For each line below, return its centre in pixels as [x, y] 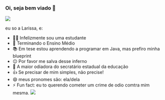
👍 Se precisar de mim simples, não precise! [58, 72]
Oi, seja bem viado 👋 [31, 8]
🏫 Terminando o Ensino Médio [44, 43]
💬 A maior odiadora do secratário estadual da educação [70, 66]
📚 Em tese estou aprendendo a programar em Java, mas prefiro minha [86, 49]
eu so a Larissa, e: [24, 28]
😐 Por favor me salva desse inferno [50, 61]
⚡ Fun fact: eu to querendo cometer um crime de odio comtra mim [81, 85]
